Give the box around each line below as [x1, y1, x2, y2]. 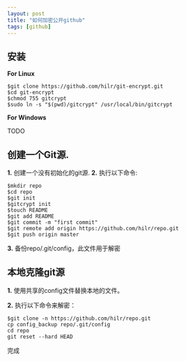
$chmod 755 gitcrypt [7, 95, 68, 102]
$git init [7, 195, 36, 202]
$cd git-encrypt [7, 89, 54, 96]
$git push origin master [7, 231, 79, 238]
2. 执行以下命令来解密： [7, 300, 77, 310]
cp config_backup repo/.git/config [7, 321, 111, 328]
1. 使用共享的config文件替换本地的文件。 [7, 286, 124, 294]
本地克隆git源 [7, 266, 65, 278]
